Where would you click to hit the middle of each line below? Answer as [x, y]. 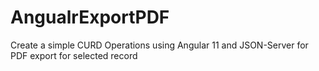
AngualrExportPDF [90, 17]
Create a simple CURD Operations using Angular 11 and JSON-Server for [159, 45]
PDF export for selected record [74, 55]
